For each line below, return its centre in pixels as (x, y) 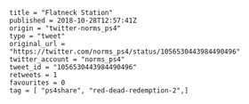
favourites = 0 (37, 83)
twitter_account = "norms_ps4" (67, 60)
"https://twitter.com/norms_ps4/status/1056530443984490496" (125, 52)
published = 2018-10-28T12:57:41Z (73, 20)
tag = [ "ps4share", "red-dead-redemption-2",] (99, 91)
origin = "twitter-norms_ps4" (65, 28)
